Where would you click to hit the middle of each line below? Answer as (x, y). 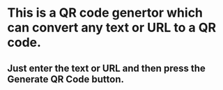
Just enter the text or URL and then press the (106, 68)
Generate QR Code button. (66, 79)
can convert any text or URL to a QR (112, 28)
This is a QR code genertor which (105, 13)
